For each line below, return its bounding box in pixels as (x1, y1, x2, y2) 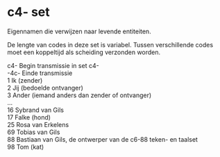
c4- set (7, 4, 50, 20)
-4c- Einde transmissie (7, 69, 73, 77)
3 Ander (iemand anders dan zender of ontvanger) (7, 91, 152, 99)
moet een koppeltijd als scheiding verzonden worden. (7, 48, 161, 56)
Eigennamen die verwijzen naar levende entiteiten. (7, 27, 151, 35)
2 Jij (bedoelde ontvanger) (7, 83, 83, 92)
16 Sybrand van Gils (7, 106, 65, 114)
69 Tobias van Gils (7, 128, 60, 136)
